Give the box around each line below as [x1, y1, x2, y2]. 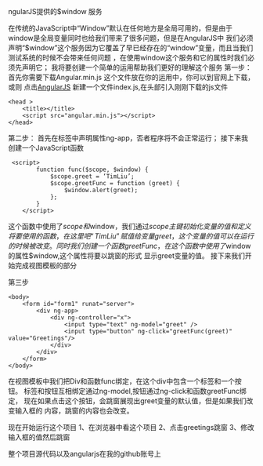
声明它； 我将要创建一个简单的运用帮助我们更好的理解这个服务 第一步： [21, 63, 252, 72]
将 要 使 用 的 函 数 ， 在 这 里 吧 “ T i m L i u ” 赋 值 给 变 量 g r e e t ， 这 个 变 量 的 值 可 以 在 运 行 [8, 231, 254, 241]
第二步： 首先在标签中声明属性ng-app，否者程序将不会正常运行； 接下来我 [8, 133, 249, 143]
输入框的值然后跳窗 [8, 432, 70, 442]
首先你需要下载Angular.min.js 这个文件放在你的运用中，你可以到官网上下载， [8, 73, 255, 82]
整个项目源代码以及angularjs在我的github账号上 [8, 450, 162, 458]
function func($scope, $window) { [36, 166, 149, 173]
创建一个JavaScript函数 [8, 144, 85, 152]
